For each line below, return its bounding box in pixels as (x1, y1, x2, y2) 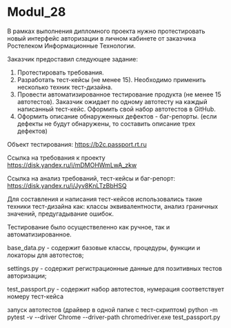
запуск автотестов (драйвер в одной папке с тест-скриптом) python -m (7, 305, 219, 314)
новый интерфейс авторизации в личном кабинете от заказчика (7, 34, 197, 42)
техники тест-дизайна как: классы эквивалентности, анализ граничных (7, 202, 219, 210)
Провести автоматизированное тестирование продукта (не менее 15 (17, 90, 222, 99)
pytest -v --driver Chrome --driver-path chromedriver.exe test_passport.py (7, 313, 221, 321)
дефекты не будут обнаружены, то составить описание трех (17, 119, 196, 127)
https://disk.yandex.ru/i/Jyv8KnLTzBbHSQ (7, 181, 127, 189)
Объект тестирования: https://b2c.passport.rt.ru (7, 140, 147, 148)
